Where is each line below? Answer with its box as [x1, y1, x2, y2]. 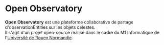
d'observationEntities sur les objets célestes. [5, 24, 95, 30]
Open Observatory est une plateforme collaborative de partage [5, 19, 134, 25]
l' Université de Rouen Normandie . [5, 35, 73, 41]
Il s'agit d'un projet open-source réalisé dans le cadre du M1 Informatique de [5, 29, 160, 35]
